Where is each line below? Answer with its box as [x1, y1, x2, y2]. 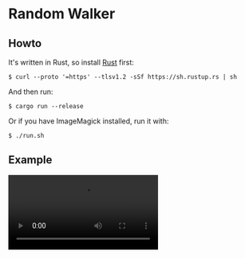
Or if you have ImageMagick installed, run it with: [8, 116, 169, 126]
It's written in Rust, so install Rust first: [8, 57, 134, 67]
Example [8, 153, 53, 167]
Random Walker [8, 5, 116, 23]
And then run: [8, 87, 53, 96]
